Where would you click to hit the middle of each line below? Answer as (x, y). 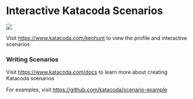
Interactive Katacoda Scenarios (84, 11)
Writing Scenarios (32, 59)
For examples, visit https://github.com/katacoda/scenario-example (87, 90)
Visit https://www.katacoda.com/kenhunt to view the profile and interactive (97, 38)
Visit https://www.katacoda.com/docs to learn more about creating (87, 72)
